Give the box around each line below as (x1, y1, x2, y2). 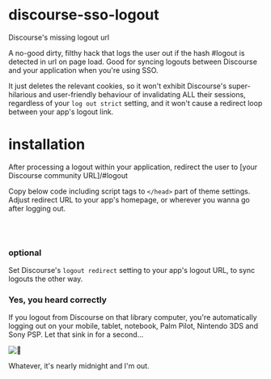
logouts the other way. (8, 274, 83, 284)
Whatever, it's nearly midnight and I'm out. (8, 361, 150, 371)
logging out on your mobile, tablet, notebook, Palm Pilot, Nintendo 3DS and (8, 322, 259, 331)
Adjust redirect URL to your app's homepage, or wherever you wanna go (8, 194, 251, 204)
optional (8, 247, 42, 258)
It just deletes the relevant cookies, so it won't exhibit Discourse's (8, 81, 227, 91)
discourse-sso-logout (8, 6, 159, 24)
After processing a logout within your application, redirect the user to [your (8, 162, 258, 172)
